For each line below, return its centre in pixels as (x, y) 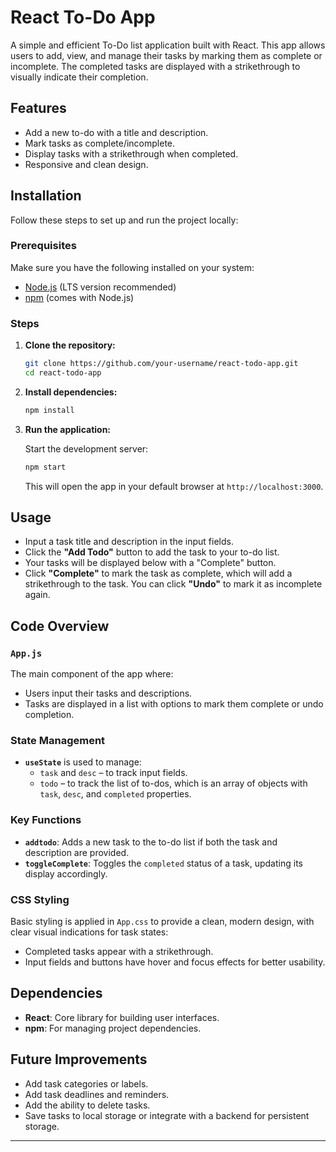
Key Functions (46, 820)
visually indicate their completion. (79, 77)
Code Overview (60, 626)
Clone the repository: (70, 345)
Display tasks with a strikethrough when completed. (131, 153)
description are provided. (77, 852)
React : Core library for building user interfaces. (122, 1017)
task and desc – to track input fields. (113, 773)
